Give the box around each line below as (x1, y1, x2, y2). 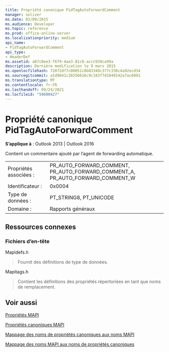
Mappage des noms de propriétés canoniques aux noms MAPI (5, 331, 135, 337)
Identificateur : (8, 183, 42, 190)
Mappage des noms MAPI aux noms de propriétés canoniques (5, 341, 135, 347)
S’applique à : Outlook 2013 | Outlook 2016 (5, 141, 95, 147)
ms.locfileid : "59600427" (5, 92, 59, 97)
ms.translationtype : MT (5, 78, 55, 83)
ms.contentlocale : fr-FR (5, 82, 57, 87)
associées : (8, 171, 35, 179)
